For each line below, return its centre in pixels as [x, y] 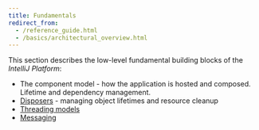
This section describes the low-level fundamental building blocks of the [126, 60]
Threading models [50, 109]
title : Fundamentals [43, 15]
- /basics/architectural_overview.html [82, 38]
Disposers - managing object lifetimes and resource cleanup [119, 101]
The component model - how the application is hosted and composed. [135, 84]
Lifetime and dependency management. [85, 93]
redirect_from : [33, 23]
